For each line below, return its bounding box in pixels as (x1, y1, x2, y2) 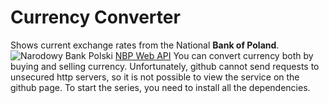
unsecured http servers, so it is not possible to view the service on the (10, 71, 300, 83)
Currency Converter (10, 6, 181, 29)
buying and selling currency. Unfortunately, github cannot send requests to (10, 60, 320, 72)
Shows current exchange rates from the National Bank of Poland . (10, 39, 280, 51)
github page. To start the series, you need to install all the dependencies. (10, 81, 311, 93)
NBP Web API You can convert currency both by (114, 49, 314, 61)
